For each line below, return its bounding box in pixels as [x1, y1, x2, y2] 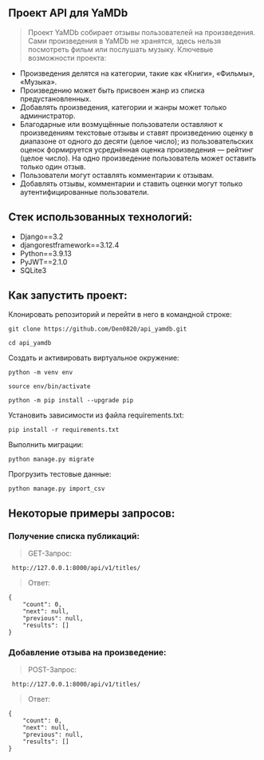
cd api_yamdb [8, 339, 52, 347]
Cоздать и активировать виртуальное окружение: [8, 353, 179, 362]
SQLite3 [19, 265, 47, 275]
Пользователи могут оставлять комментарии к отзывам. [19, 170, 215, 180]
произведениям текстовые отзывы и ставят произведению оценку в [19, 128, 254, 137]
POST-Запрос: [27, 665, 77, 675]
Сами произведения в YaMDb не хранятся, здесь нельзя [27, 36, 222, 46]
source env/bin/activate [8, 382, 91, 390]
